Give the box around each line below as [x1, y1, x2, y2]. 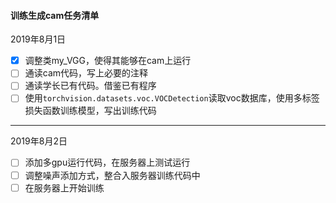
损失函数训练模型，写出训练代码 [24, 105, 157, 117]
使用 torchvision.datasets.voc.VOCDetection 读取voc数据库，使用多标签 [24, 92, 320, 104]
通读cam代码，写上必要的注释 [24, 67, 149, 79]
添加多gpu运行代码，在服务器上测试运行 [24, 156, 191, 169]
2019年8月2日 [10, 135, 68, 147]
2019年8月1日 [10, 33, 67, 45]
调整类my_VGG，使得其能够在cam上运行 [24, 55, 192, 67]
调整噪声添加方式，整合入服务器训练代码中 [24, 169, 201, 181]
